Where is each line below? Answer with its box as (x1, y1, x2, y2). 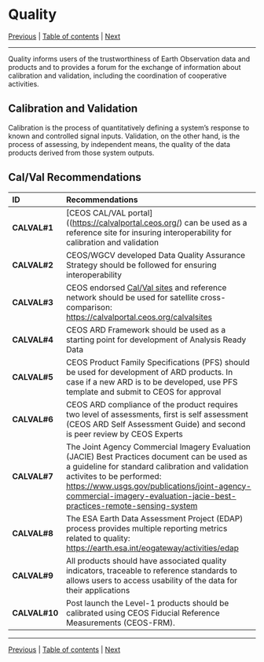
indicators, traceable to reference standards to (65, 565, 238, 576)
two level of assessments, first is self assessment (65, 409, 249, 420)
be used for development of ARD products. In (65, 366, 233, 377)
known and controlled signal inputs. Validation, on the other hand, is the (8, 131, 240, 141)
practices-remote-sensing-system (65, 500, 198, 511)
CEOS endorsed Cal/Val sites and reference (65, 281, 227, 292)
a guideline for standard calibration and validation (65, 461, 249, 472)
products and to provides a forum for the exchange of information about (8, 62, 241, 72)
